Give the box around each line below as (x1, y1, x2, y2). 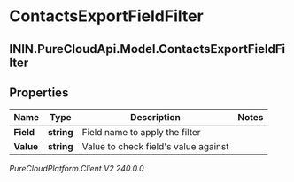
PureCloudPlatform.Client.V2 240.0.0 (9, 163, 144, 174)
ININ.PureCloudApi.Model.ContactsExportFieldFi (9, 42, 286, 57)
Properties (9, 85, 69, 100)
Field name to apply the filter (81, 126, 201, 139)
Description (129, 111, 182, 124)
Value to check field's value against (81, 140, 229, 153)
